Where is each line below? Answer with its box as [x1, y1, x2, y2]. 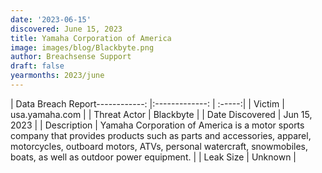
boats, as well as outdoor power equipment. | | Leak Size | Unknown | [10, 151, 297, 163]
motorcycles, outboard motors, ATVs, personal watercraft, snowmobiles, [10, 140, 308, 152]
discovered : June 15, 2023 [10, 24, 123, 34]
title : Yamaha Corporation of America [10, 33, 172, 43]
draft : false [10, 61, 65, 71]
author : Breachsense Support [10, 52, 132, 62]
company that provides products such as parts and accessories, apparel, [10, 129, 312, 141]
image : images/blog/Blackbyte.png [10, 42, 155, 53]
